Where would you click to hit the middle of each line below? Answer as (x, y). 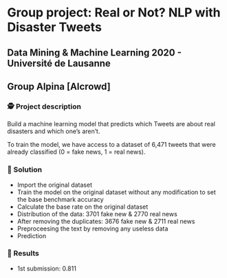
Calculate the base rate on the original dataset (83, 207)
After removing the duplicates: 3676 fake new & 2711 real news (106, 221)
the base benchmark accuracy (61, 199)
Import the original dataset (55, 185)
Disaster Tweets (54, 27)
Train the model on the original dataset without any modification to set (116, 192)
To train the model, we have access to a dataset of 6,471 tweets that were (111, 145)
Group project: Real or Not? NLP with (114, 13)
